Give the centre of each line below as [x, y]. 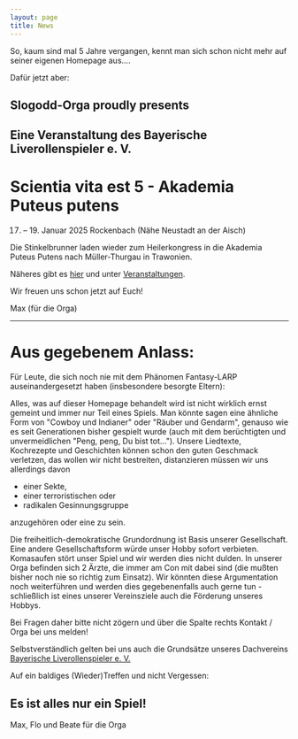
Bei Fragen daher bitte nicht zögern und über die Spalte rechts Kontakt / [141, 623]
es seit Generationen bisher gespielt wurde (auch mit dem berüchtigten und [148, 432]
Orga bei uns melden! [49, 632]
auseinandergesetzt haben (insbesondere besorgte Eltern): [118, 387]
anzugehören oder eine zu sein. [68, 522]
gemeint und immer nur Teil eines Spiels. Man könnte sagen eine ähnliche [144, 413]
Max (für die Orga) [44, 308]
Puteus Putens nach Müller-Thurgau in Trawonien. [101, 257]
